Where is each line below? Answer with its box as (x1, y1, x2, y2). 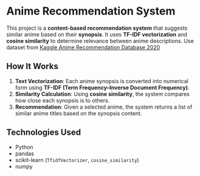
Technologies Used (6, 127, 81, 138)
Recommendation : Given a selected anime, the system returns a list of (15, 103, 193, 110)
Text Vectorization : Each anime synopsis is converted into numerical (15, 77, 188, 84)
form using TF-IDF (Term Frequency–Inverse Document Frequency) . (15, 84, 190, 91)
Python (15, 143, 33, 151)
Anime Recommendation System (6, 4, 176, 18)
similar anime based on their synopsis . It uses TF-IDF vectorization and (6, 30, 187, 38)
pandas (15, 150, 35, 157)
